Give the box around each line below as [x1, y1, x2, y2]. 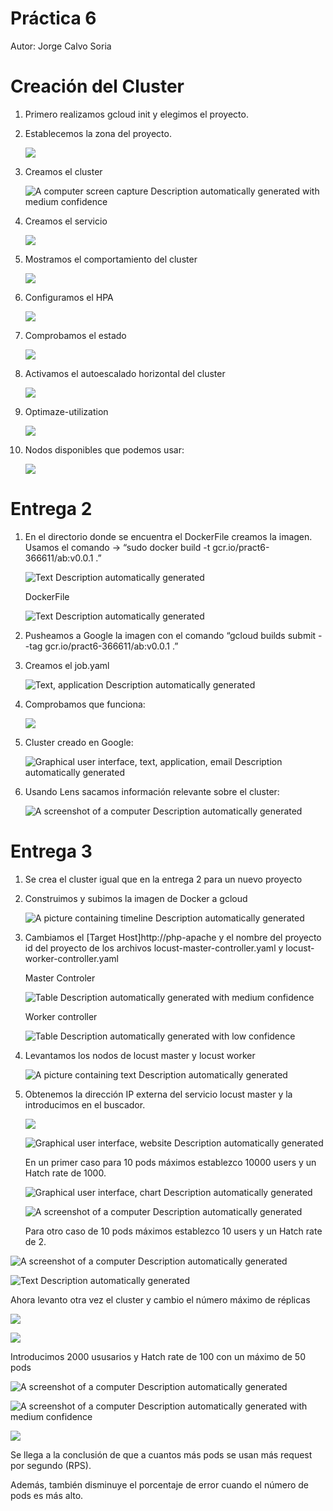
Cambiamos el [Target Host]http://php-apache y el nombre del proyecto [24, 931, 322, 943]
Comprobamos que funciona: [24, 698, 146, 710]
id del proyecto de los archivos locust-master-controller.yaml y [24, 942, 284, 954]
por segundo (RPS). [10, 1459, 92, 1471]
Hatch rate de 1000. [24, 1167, 107, 1179]
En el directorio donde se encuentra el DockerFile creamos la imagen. [24, 530, 313, 542]
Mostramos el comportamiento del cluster [24, 253, 198, 265]
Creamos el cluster [24, 165, 103, 177]
